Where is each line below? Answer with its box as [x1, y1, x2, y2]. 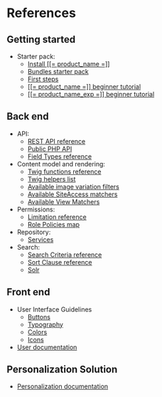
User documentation [16, 343, 77, 351]
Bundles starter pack [27, 68, 90, 75]
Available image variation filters [27, 182, 120, 191]
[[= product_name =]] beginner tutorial [27, 83, 141, 90]
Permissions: [16, 205, 55, 213]
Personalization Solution [6, 364, 118, 376]
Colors [27, 327, 48, 336]
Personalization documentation [16, 382, 109, 391]
